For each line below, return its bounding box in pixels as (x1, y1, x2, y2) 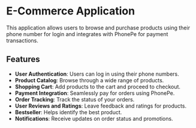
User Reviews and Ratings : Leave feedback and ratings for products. (14, 102, 187, 109)
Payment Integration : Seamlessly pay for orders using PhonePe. (14, 89, 175, 97)
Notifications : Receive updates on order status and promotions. (14, 115, 173, 122)
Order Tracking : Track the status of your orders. (14, 96, 135, 103)
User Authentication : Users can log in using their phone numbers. (14, 70, 179, 78)
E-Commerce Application (6, 4, 135, 18)
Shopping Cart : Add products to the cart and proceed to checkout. (14, 83, 181, 90)
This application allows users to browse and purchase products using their (6, 24, 191, 31)
